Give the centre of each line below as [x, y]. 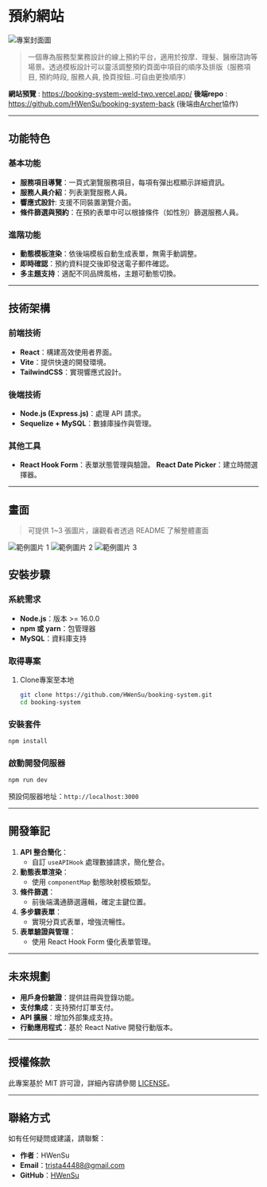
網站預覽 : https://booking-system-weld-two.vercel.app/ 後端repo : [118, 93]
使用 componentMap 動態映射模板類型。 [93, 882]
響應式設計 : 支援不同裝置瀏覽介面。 [77, 202]
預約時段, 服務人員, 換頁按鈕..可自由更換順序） [114, 76]
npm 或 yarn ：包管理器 [58, 628]
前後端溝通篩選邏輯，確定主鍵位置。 [91, 902]
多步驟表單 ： [41, 911]
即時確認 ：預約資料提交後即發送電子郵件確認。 [96, 263]
